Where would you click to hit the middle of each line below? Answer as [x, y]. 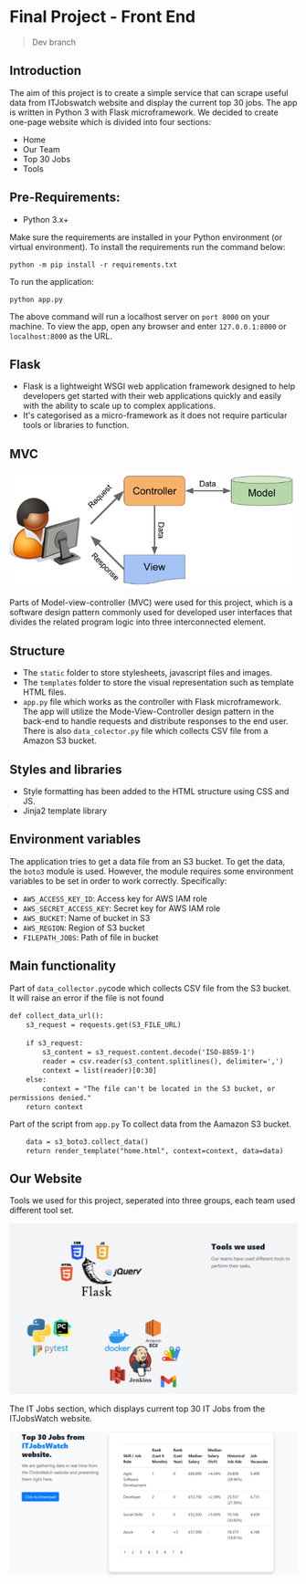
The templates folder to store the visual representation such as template [158, 683]
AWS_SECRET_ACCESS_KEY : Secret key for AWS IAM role [121, 908]
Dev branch [53, 42]
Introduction [46, 71]
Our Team [42, 149]
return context [55, 1107]
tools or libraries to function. [76, 425]
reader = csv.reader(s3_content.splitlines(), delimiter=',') [163, 1061]
